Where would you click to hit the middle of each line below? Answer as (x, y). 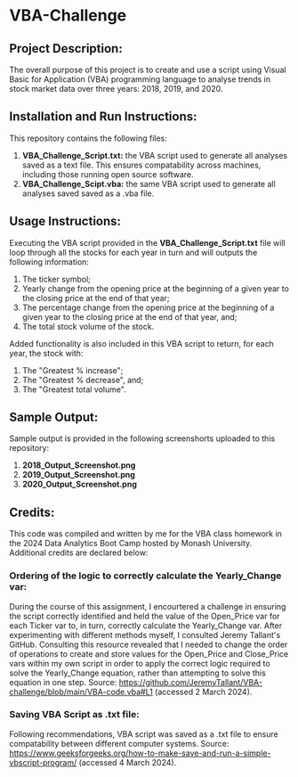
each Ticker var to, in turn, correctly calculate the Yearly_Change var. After (146, 626)
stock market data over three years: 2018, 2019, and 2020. (116, 89)
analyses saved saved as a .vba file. (88, 193)
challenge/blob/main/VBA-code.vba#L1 (81, 691)
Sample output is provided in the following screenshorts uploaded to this (142, 438)
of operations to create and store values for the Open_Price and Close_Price (149, 654)
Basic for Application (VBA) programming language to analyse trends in (140, 79)
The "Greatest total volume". (74, 389)
